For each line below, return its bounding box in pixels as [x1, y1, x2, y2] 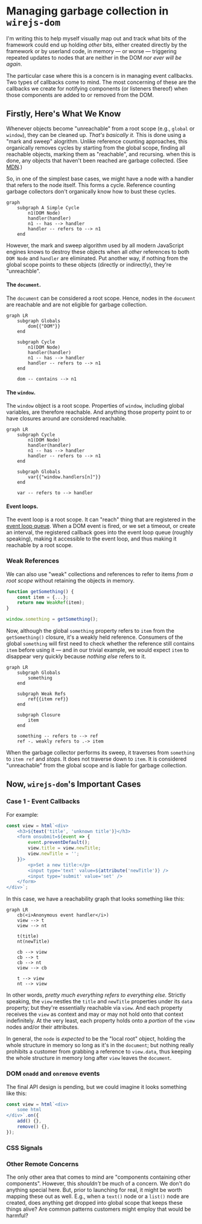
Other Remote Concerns [6, 1159, 79, 1168]
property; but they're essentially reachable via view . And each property [6, 1004, 183, 1012]
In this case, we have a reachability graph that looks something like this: [6, 895, 185, 902]
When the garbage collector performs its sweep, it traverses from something [6, 749, 195, 756]
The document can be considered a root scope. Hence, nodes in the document [6, 294, 196, 302]
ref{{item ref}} [28, 696, 69, 702]
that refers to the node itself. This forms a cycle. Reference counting [6, 181, 176, 188]
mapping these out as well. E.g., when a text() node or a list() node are [6, 1193, 189, 1200]
